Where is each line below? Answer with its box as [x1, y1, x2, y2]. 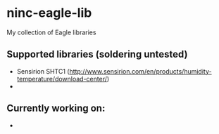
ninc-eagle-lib [6, 5, 92, 21]
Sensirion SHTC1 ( [16, 67, 70, 75]
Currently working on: [6, 102, 106, 114]
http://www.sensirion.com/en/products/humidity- [69, 67, 212, 75]
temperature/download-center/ [16, 74, 107, 83]
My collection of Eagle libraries [6, 28, 96, 36]
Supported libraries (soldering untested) [6, 48, 188, 60]
